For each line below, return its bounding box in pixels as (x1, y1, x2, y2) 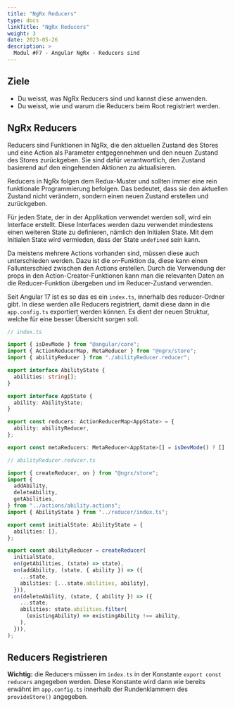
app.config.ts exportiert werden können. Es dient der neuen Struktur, (7, 307, 210, 316)
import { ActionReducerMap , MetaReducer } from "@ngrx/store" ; (7, 347, 197, 355)
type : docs (7, 17, 39, 24)
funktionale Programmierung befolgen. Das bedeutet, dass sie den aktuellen (7, 184, 229, 193)
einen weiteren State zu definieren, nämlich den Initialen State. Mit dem (7, 228, 214, 236)
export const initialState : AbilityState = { (7, 521, 143, 528)
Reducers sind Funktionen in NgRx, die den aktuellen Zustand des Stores (7, 141, 219, 149)
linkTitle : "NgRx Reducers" (7, 23, 90, 30)
